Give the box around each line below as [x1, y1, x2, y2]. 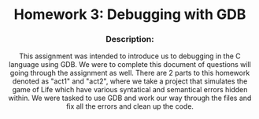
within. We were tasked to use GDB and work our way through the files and [8, 93, 252, 103]
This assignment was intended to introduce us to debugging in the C [18, 51, 242, 61]
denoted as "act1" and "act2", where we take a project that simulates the [12, 76, 248, 86]
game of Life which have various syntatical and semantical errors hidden [12, 85, 248, 95]
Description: [105, 34, 154, 45]
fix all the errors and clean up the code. [65, 102, 194, 111]
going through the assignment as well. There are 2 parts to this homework [9, 69, 250, 78]
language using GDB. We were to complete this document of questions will [9, 60, 251, 69]
